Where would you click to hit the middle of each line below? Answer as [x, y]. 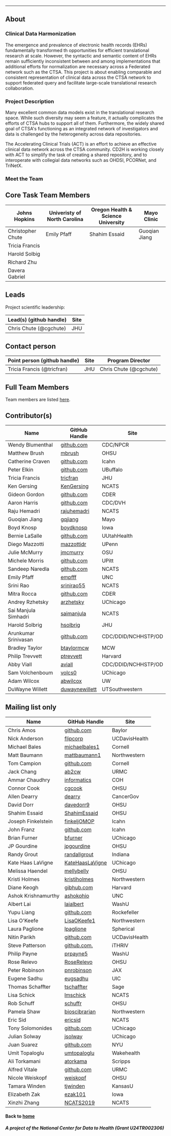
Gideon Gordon [26, 494]
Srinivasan [20, 640]
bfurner [74, 838]
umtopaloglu [79, 1053]
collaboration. [20, 88]
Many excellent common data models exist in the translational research [80, 112]
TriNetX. [14, 165]
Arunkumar [21, 633]
